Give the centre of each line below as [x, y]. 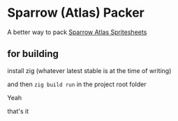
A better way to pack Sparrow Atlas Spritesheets [77, 32]
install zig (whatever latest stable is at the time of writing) [89, 70]
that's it [18, 111]
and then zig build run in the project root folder [77, 84]
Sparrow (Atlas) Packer [76, 13]
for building [33, 54]
